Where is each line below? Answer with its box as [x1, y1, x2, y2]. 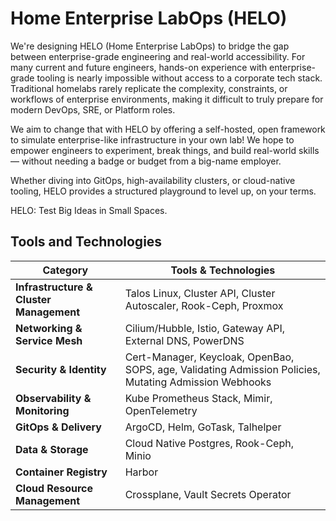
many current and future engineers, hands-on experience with [10, 61, 268, 73]
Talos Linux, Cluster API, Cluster [124, 286, 276, 300]
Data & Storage [15, 442, 89, 456]
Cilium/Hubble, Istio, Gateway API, [124, 321, 285, 335]
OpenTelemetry [124, 403, 198, 417]
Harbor [124, 465, 159, 479]
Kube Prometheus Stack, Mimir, [124, 391, 273, 405]
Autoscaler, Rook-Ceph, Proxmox [124, 298, 284, 312]
